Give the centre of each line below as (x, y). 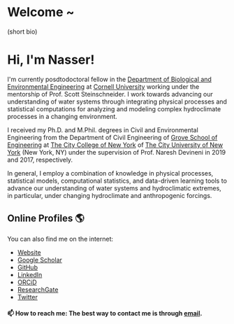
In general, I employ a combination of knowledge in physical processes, (110, 173)
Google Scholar (40, 260)
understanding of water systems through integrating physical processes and (117, 101)
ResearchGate (38, 289)
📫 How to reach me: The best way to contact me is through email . (105, 314)
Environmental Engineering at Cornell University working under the (103, 86)
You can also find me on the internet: (60, 239)
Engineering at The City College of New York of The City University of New (115, 145)
